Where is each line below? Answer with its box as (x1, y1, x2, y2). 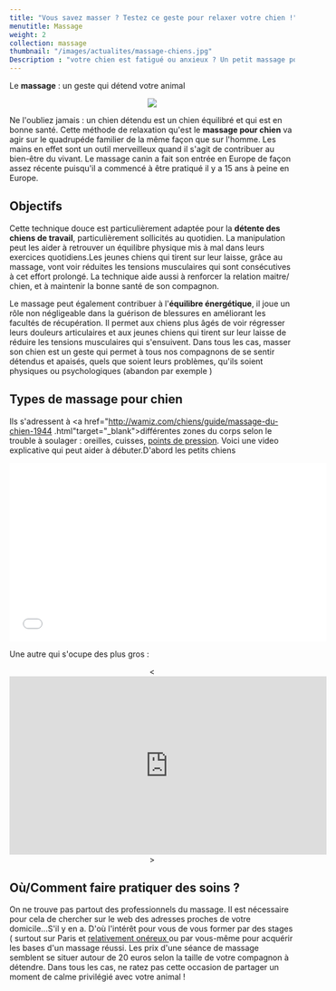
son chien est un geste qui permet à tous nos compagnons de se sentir (9, 346, 275, 357)
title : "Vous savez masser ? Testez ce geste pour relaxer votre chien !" (9, 13, 298, 23)
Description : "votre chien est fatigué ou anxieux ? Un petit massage (9, 55, 285, 64)
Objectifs (9, 198, 63, 214)
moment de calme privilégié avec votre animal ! (9, 971, 186, 983)
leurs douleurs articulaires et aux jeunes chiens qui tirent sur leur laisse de (9, 327, 287, 338)
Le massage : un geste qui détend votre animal (9, 81, 186, 91)
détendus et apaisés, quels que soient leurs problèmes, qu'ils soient (9, 355, 264, 367)
